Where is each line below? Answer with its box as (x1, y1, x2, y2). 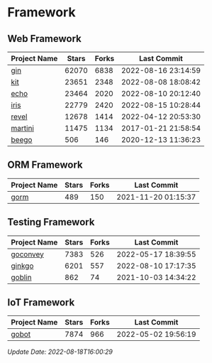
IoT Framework (7, 296, 75, 309)
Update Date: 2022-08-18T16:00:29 (7, 347, 113, 356)
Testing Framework (7, 216, 95, 228)
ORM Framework (7, 159, 83, 171)
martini (11, 124, 34, 133)
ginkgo (11, 261, 34, 271)
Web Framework (7, 33, 82, 45)
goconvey (11, 249, 45, 259)
